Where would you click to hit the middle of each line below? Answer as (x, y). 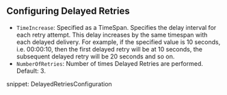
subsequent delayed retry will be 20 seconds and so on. (95, 56)
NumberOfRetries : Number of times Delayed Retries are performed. (109, 63)
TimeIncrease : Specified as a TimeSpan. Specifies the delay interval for (116, 27)
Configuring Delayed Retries (68, 11)
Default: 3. (31, 71)
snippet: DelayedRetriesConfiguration (59, 83)
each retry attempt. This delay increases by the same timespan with (112, 35)
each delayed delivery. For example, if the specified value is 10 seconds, (118, 42)
